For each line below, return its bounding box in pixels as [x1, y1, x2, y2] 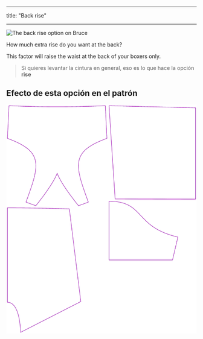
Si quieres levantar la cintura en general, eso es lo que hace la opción [21, 65, 195, 71]
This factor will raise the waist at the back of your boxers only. [6, 52, 161, 60]
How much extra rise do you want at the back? [6, 41, 123, 48]
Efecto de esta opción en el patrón [6, 88, 138, 98]
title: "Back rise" [6, 12, 47, 19]
